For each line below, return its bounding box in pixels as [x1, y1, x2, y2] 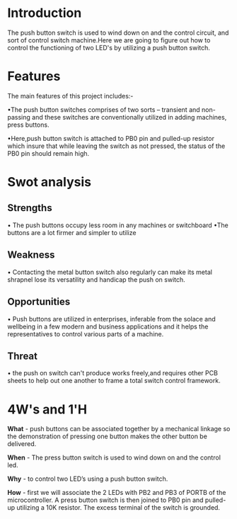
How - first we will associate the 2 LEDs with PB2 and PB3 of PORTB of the [7, 489, 226, 497]
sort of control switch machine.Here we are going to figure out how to [7, 35, 211, 44]
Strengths [7, 202, 52, 214]
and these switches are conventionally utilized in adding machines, [31, 113, 227, 121]
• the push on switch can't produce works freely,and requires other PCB [7, 369, 218, 377]
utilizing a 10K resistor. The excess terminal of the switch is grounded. [16, 503, 221, 512]
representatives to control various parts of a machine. [7, 329, 164, 338]
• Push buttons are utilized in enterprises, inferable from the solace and [7, 314, 216, 323]
